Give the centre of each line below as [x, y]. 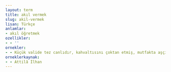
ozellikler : [18, 39]
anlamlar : [16, 29]
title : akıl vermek [26, 15]
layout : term [19, 10]
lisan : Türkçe [20, 24]
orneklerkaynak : [22, 57]
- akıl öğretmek [22, 33]
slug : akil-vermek [25, 19]
